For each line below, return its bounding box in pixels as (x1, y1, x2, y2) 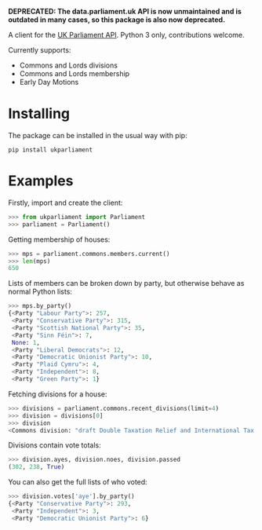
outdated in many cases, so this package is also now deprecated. (8, 15, 226, 24)
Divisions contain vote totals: (8, 440, 101, 450)
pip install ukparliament (8, 145, 93, 154)
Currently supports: (8, 46, 71, 54)
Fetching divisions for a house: (8, 389, 107, 399)
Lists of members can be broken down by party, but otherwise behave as (8, 279, 245, 288)
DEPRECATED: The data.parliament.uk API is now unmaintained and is (8, 7, 242, 16)
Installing (8, 105, 71, 122)
